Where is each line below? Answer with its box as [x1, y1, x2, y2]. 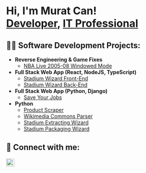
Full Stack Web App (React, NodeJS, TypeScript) [14, 69, 137, 75]
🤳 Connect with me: [6, 142, 80, 152]
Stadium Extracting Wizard [23, 119, 89, 126]
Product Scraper [23, 107, 64, 113]
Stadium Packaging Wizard [23, 126, 90, 132]
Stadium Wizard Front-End [23, 75, 89, 82]
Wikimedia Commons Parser [23, 113, 93, 120]
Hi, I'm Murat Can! [6, 4, 97, 18]
